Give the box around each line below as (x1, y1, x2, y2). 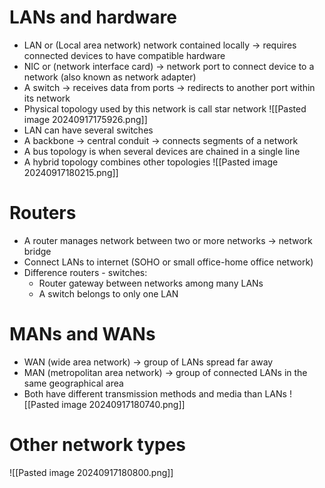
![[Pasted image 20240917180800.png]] (9, 466, 174, 478)
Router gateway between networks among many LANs (38, 277, 264, 289)
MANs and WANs (9, 323, 156, 346)
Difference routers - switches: (23, 266, 148, 278)
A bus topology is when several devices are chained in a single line (23, 145, 301, 157)
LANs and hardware (9, 6, 177, 29)
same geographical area (23, 377, 124, 389)
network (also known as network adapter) (23, 71, 197, 83)
